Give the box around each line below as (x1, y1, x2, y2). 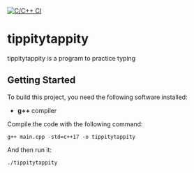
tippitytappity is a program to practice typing (7, 54, 136, 62)
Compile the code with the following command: (7, 119, 143, 128)
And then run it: (7, 145, 52, 153)
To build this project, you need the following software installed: (7, 93, 188, 101)
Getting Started (7, 74, 76, 86)
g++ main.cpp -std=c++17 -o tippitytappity (7, 133, 136, 140)
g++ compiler (17, 106, 57, 114)
